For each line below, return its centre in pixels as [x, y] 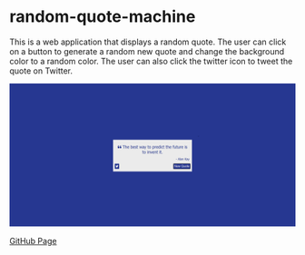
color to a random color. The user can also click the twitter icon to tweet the [151, 61]
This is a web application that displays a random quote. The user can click [148, 42]
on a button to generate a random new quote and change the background [147, 51]
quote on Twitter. [41, 71]
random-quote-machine [103, 17]
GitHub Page [33, 240]
